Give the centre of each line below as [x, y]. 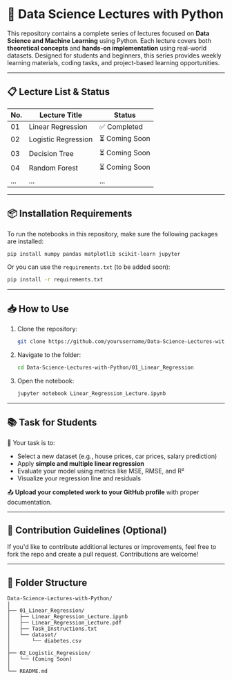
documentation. [30, 502]
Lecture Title [61, 115]
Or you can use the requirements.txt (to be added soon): [89, 267]
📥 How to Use [38, 309]
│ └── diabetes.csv [44, 641]
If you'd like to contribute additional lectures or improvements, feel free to [112, 547]
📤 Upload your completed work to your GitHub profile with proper [103, 492]
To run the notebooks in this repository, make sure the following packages [113, 234]
